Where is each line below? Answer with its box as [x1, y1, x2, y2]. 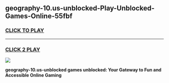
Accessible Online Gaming [5, 72, 62, 78]
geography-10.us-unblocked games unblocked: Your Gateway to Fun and [5, 66, 162, 72]
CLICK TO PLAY [5, 27, 44, 34]
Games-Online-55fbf [5, 12, 73, 21]
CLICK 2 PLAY [5, 46, 40, 53]
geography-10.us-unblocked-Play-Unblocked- [5, 4, 155, 13]
